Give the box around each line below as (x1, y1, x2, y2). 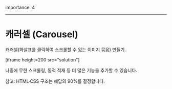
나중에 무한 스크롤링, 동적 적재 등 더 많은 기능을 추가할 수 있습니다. (5, 67, 138, 73)
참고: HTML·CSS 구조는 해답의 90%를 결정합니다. (5, 78, 105, 84)
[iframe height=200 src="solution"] (5, 56, 80, 63)
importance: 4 (5, 5, 35, 10)
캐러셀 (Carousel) (5, 29, 78, 40)
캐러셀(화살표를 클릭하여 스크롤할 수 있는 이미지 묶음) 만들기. (5, 46, 126, 53)
